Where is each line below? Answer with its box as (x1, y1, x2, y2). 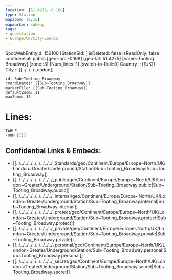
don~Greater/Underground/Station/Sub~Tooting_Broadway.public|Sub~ (12, 182, 165, 188)
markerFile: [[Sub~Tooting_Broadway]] (5, 85, 88, 90)
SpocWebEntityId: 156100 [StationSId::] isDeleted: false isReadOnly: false (5, 50, 160, 56)
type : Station (5, 12, 36, 17)
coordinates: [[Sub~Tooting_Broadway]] (5, 80, 91, 86)
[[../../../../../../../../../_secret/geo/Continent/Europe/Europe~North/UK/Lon (12, 258, 165, 264)
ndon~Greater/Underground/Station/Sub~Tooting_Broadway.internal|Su (12, 198, 164, 204)
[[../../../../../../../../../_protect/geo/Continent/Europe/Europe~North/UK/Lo (12, 209, 165, 215)
